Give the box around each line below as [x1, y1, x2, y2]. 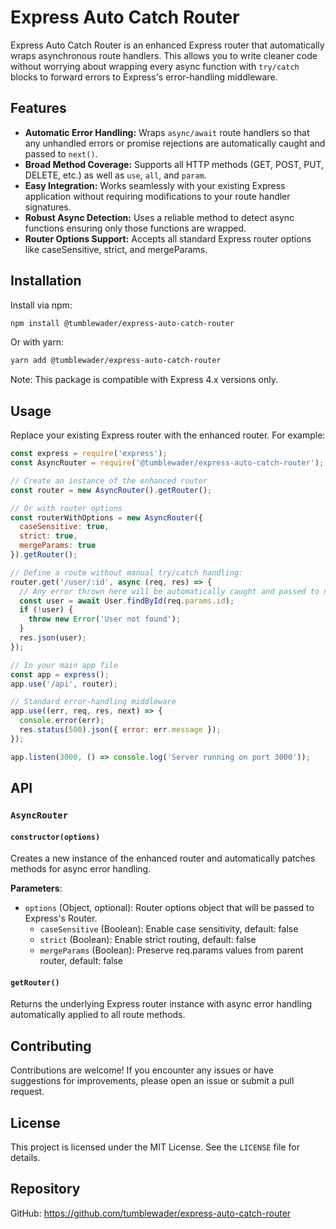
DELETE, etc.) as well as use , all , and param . [24, 169, 207, 181]
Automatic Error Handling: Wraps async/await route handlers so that [24, 126, 310, 138]
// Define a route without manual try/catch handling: [10, 567, 244, 578]
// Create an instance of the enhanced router [10, 476, 208, 486]
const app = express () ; [10, 669, 110, 680]
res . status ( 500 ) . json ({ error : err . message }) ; [19, 725, 222, 735]
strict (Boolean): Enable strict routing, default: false [39, 934, 257, 946]
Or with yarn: [10, 336, 65, 348]
